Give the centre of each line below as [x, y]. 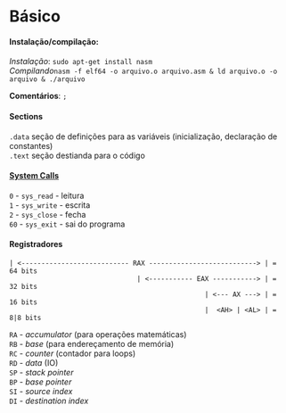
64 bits [24, 271]
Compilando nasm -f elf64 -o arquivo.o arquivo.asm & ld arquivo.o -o [143, 71]
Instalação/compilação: [54, 41]
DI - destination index [49, 401]
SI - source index [41, 391]
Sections [26, 116]
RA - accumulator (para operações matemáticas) [98, 335]
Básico [35, 17]
